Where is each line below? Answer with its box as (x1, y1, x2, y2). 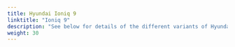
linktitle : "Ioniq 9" (7, 17, 71, 23)
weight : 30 (7, 29, 39, 37)
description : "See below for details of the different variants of (7, 23, 208, 30)
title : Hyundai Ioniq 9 (7, 10, 77, 17)
